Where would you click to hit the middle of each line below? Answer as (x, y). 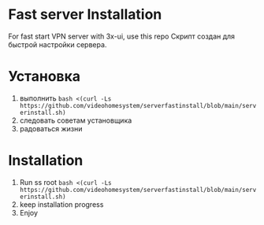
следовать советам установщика (76, 120)
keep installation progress (61, 204)
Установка (45, 77)
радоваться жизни (51, 128)
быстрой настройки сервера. (58, 44)
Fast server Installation (85, 15)
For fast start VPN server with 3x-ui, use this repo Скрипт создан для (121, 36)
